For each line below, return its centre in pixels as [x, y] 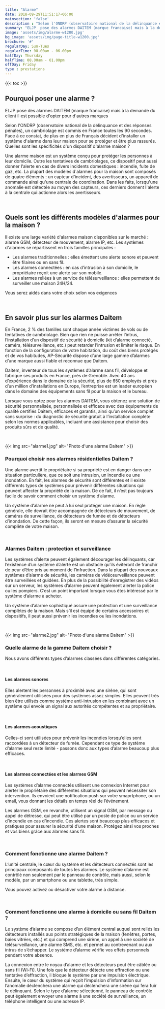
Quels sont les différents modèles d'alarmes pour [82, 217]
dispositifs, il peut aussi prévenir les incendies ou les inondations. [71, 616]
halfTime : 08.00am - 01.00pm [35, 60]
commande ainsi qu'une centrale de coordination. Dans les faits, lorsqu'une [82, 182]
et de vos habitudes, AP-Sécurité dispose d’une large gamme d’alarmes [77, 356]
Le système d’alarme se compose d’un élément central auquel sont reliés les [82, 929]
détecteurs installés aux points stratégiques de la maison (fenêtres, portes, [81, 934]
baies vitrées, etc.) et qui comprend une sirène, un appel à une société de [80, 939]
